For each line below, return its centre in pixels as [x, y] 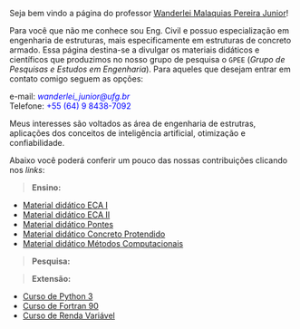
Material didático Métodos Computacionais [103, 243]
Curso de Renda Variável [68, 315]
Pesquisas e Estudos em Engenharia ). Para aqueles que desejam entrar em [150, 69]
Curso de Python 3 [58, 296]
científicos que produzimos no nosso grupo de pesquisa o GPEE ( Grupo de [147, 59]
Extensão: [51, 279]
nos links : [27, 170]
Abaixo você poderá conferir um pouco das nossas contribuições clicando [149, 160]
